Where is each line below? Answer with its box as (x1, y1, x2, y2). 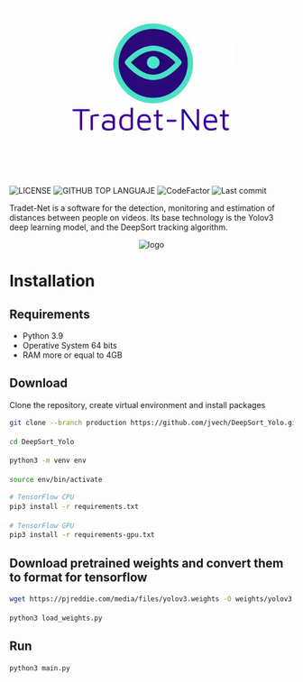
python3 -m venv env (9, 456, 87, 466)
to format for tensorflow (9, 569, 148, 585)
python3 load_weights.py (9, 614, 103, 623)
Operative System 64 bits (22, 341, 117, 350)
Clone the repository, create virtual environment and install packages (9, 399, 266, 410)
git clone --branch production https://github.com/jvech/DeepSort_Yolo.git (9, 418, 300, 427)
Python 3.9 (22, 331, 64, 341)
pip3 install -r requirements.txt (9, 502, 140, 511)
